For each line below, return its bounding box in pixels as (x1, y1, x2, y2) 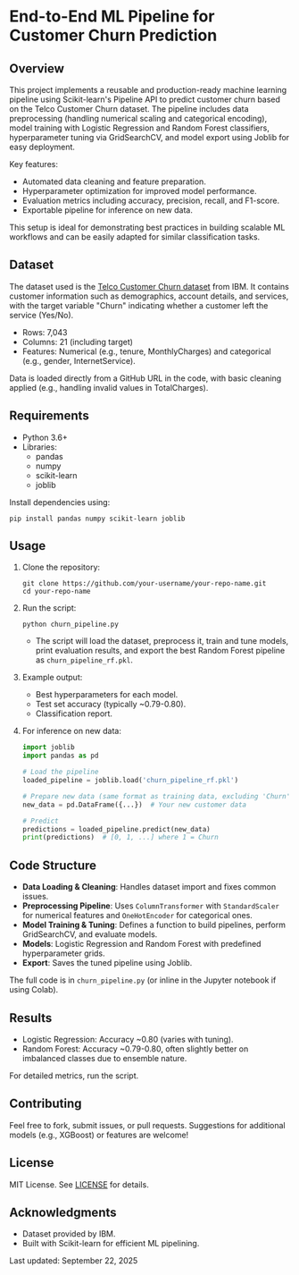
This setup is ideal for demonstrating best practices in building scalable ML (9, 222, 286, 232)
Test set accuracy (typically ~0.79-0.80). (35, 699, 187, 710)
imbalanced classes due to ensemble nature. (21, 1052, 187, 1063)
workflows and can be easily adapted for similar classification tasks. (9, 232, 261, 242)
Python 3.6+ (21, 432, 69, 443)
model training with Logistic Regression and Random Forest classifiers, (9, 122, 270, 133)
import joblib (21, 743, 75, 752)
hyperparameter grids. (21, 948, 105, 958)
